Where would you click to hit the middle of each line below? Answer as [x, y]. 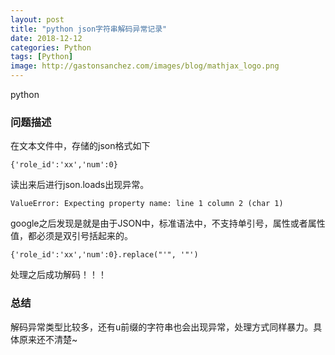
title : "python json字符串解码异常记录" [89, 29]
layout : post [37, 19]
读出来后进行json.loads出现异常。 [80, 185]
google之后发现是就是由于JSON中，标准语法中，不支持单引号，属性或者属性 [168, 223]
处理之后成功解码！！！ [58, 275]
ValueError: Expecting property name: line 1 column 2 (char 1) [147, 204]
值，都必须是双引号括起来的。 [71, 236]
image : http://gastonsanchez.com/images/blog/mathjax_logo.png [145, 66]
